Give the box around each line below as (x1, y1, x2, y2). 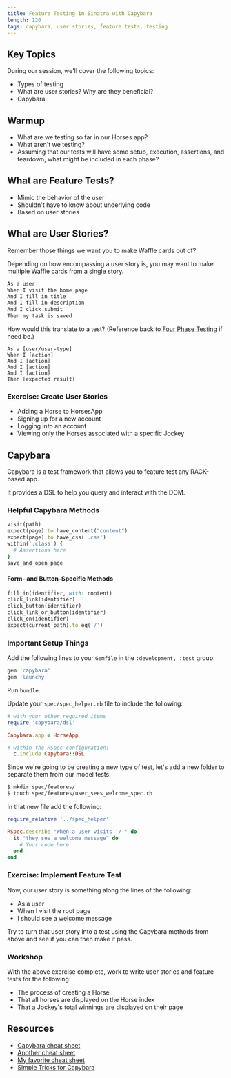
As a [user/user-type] (7, 346, 72, 352)
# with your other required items (7, 712, 107, 719)
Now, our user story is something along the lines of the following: (7, 886, 192, 894)
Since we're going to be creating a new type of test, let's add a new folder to (7, 763, 225, 771)
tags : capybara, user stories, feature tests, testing (7, 23, 168, 30)
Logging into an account (17, 422, 87, 430)
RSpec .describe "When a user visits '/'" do (7, 828, 137, 835)
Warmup (7, 114, 45, 126)
